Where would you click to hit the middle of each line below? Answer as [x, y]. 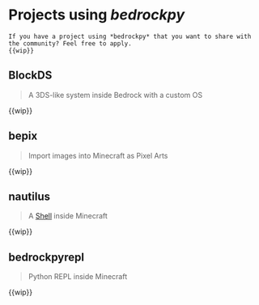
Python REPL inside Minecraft [78, 277]
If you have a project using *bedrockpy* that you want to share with [130, 36]
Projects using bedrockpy [97, 15]
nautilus [30, 196]
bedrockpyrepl [47, 257]
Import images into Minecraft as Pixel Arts [98, 155]
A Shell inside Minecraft [68, 216]
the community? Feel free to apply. [70, 43]
